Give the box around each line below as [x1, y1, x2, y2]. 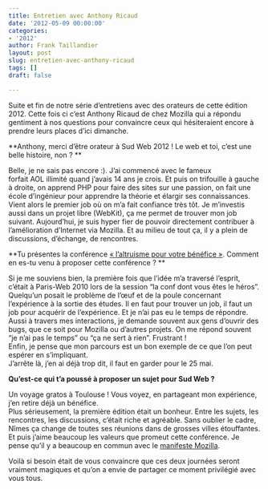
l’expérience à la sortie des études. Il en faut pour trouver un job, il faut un [8, 298, 253, 309]
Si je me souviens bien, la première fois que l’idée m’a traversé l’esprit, [8, 273, 241, 283]
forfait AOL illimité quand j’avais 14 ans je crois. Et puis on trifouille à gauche [8, 174, 259, 184]
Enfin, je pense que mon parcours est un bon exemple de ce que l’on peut [8, 341, 253, 351]
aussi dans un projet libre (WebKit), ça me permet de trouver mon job [8, 208, 238, 217]
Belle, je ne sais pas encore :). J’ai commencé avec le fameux [8, 165, 212, 175]
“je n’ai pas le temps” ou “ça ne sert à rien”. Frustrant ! [8, 333, 187, 342]
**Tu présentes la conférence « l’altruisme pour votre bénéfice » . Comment [8, 249, 259, 259]
